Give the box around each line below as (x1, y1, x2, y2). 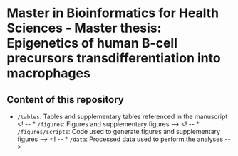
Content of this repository (6, 94, 124, 106)
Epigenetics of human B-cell (6, 35, 177, 51)
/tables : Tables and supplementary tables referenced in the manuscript (16, 112, 228, 121)
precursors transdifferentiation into (6, 50, 222, 67)
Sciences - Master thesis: (6, 20, 162, 36)
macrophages (6, 65, 90, 82)
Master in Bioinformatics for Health (6, 5, 219, 21)
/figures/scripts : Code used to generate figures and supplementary (16, 128, 221, 135)
